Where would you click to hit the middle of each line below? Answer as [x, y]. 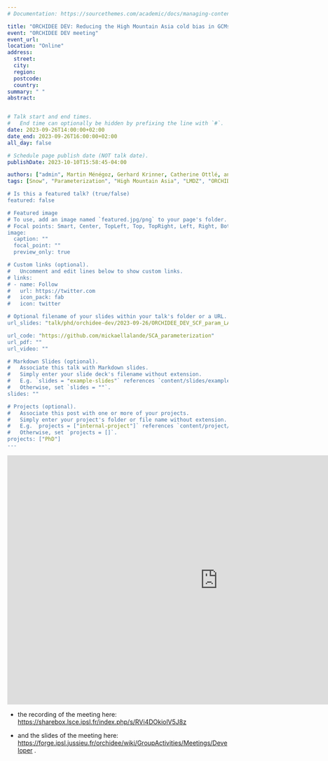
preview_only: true [42, 252]
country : [26, 85]
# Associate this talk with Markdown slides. [78, 368]
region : [25, 72]
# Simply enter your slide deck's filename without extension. [104, 375]
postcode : [28, 78]
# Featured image [33, 213]
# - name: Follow [33, 284]
